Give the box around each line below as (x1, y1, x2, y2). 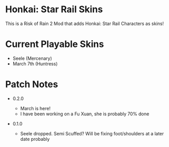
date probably (20, 136, 50, 142)
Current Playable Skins (5, 38, 104, 50)
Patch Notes (5, 79, 59, 90)
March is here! (20, 105, 51, 111)
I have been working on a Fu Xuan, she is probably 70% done (20, 111, 149, 117)
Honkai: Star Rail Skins (5, 4, 103, 15)
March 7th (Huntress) (12, 60, 58, 67)
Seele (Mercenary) (12, 55, 52, 61)
